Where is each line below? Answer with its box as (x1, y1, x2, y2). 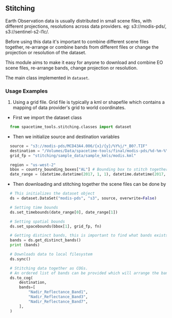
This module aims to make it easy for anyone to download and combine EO (5, 59, 163, 66)
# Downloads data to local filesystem (10, 252, 93, 257)
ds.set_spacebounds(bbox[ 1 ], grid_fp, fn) (10, 224, 102, 229)
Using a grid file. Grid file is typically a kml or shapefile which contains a (12, 99, 165, 105)
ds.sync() (10, 256, 31, 262)
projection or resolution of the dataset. (5, 49, 87, 55)
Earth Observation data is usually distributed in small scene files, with (5, 17, 152, 24)
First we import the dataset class (12, 115, 82, 121)
